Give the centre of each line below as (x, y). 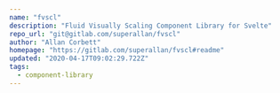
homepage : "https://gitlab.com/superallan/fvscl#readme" (117, 50)
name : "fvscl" (36, 17)
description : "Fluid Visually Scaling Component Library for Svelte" (141, 26)
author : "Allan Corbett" (55, 42)
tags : (19, 67)
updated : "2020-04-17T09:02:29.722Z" (79, 58)
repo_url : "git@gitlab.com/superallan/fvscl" (95, 34)
